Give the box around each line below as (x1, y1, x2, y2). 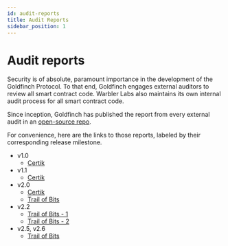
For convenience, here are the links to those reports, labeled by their (7, 131, 201, 139)
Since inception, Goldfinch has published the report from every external (7, 111, 210, 119)
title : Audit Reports (7, 16, 69, 23)
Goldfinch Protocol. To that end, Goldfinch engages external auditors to (7, 82, 209, 91)
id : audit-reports (7, 10, 60, 17)
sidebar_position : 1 (7, 23, 67, 30)
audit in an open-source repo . (7, 118, 91, 126)
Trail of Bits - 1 (27, 210, 69, 219)
